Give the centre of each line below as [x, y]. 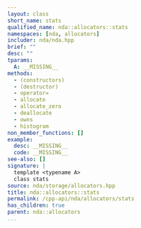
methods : [20, 73]
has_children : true [36, 206]
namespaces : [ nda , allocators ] [53, 34]
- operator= [32, 93]
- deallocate [33, 113]
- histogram [32, 126]
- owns [23, 119]
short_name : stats [34, 21]
